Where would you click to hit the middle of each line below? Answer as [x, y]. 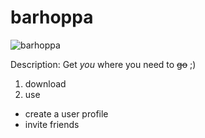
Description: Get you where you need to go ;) [103, 64]
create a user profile [66, 113]
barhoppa [52, 17]
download [45, 83]
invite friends [52, 124]
